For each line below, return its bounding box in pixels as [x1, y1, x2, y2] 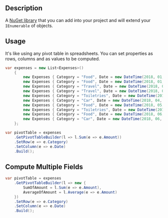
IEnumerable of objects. [5, 22, 53, 28]
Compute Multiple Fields [5, 162, 83, 171]
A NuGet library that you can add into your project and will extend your [5, 17, 151, 23]
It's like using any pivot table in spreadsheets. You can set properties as [5, 50, 153, 56]
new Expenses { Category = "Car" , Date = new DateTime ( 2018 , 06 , [23, 116, 162, 121]
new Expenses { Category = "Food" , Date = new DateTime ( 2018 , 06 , [23, 112, 164, 117]
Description [5, 4, 42, 12]
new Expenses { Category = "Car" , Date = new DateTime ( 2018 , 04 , [23, 97, 162, 103]
